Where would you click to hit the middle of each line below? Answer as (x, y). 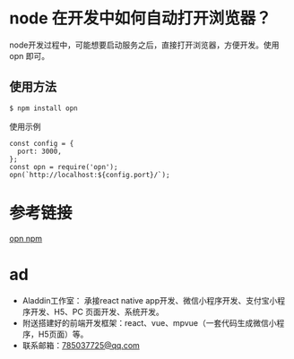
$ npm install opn (43, 108)
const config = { (42, 143)
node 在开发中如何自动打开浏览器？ (140, 18)
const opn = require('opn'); (64, 167)
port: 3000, (40, 151)
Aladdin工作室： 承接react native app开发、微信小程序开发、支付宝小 (150, 300)
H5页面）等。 (63, 334)
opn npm (26, 238)
